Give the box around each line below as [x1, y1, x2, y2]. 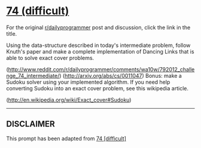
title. [6, 30, 17, 37]
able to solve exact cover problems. [6, 54, 95, 61]
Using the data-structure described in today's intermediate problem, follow [6, 42, 191, 49]
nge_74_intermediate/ [6, 72, 60, 79]
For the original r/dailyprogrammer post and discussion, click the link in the [6, 24, 191, 31]
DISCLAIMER [6, 119, 55, 129]
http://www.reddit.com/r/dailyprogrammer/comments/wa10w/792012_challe [8, 65, 195, 73]
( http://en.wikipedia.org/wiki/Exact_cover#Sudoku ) [6, 96, 132, 103]
